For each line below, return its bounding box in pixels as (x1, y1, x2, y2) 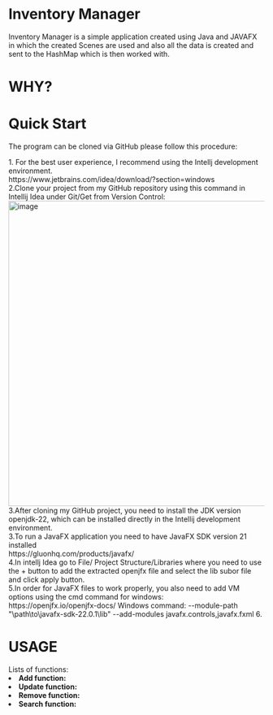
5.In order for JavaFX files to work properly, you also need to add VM (8, 583, 240, 593)
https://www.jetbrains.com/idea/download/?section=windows (8, 175, 215, 184)
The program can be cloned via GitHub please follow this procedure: (8, 141, 238, 151)
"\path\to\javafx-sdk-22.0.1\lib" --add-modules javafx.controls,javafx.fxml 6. (8, 609, 262, 619)
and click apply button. (8, 574, 85, 585)
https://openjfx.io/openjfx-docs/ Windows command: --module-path (8, 600, 238, 610)
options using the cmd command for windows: (8, 592, 164, 602)
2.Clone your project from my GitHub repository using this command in (8, 184, 245, 193)
